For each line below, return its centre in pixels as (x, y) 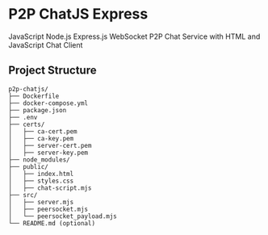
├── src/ (23, 195)
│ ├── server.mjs (41, 202)
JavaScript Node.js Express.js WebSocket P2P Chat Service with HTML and (134, 36)
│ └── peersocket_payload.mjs (63, 216)
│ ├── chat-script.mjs (50, 188)
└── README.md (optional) (52, 223)
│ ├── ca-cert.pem (43, 131)
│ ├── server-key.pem (48, 153)
